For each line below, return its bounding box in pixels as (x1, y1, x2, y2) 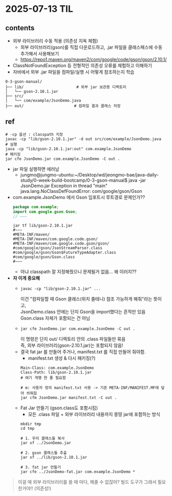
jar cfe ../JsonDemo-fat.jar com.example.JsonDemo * (20, 469, 136, 474)
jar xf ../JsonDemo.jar (20, 441, 72, 446)
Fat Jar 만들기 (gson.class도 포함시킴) (20, 405, 98, 411)
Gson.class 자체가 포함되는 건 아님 (20, 315, 91, 321)
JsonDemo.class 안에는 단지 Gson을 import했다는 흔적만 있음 (20, 309, 146, 315)
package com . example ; (12, 204, 59, 209)
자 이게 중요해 (12, 275, 40, 281)
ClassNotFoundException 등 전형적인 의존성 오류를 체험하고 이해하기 (12, 63, 153, 68)
